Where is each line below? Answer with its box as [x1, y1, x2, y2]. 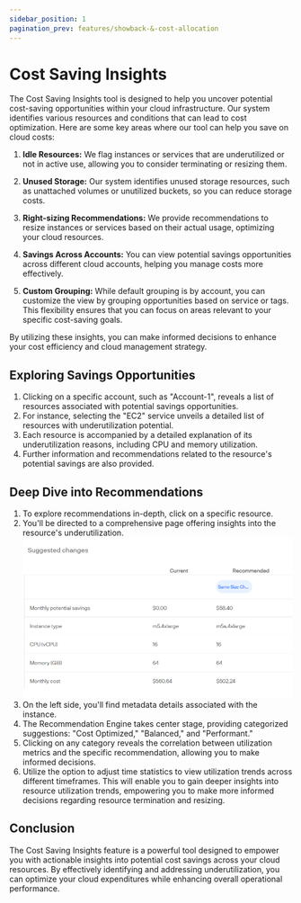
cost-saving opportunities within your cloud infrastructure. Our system [9, 103, 270, 114]
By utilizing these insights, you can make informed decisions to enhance [9, 332, 277, 343]
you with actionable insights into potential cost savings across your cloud [9, 854, 280, 865]
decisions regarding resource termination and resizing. [22, 794, 226, 805]
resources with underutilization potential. [22, 420, 174, 431]
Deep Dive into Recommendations [9, 484, 204, 499]
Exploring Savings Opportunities [9, 367, 196, 382]
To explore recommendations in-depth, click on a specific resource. [22, 508, 274, 519]
